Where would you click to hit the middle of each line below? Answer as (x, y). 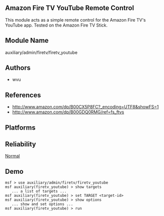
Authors (18, 68)
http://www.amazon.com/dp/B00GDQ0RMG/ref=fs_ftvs (68, 112)
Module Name (27, 40)
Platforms (20, 127)
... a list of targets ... (39, 191)
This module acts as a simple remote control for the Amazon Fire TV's (75, 20)
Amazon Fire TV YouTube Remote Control (70, 8)
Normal (12, 156)
